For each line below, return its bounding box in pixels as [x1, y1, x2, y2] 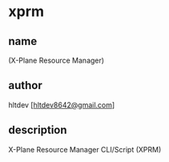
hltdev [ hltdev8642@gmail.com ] [8, 99, 115, 110]
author [8, 79, 42, 92]
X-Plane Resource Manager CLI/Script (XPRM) [8, 144, 162, 154]
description [8, 124, 67, 137]
